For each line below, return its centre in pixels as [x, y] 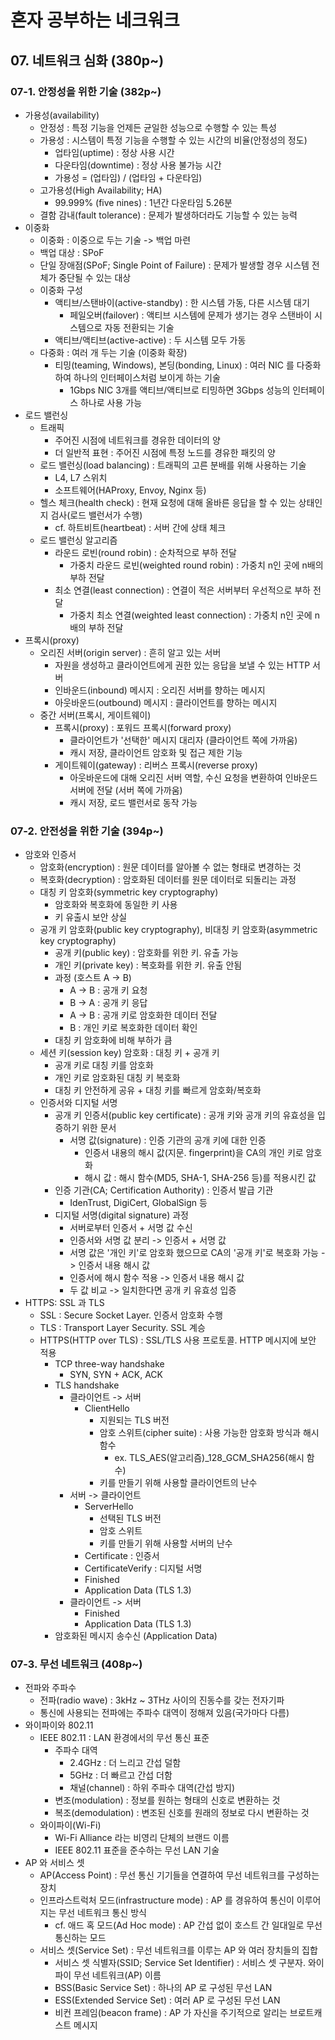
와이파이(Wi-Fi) [70, 1825]
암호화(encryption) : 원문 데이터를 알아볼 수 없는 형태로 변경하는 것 [170, 867]
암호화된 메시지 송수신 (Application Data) [136, 1636]
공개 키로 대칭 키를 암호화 [104, 1065]
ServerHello [109, 1507]
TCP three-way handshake [109, 1364]
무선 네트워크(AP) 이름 [117, 1975]
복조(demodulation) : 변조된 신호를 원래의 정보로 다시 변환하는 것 [182, 1813]
